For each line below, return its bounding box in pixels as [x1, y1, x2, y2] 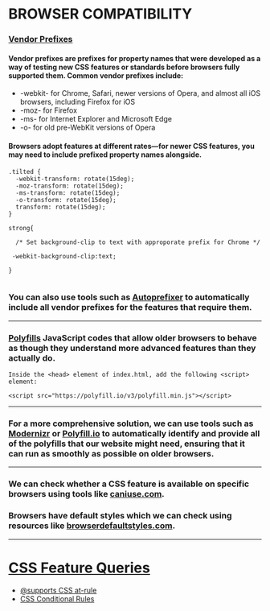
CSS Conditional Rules [19, 593, 95, 604]
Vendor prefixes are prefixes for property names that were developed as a [8, 53, 261, 63]
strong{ [8, 224, 35, 232]
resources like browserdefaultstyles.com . [8, 520, 175, 531]
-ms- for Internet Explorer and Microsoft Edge [19, 114, 173, 124]
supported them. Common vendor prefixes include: [8, 70, 183, 81]
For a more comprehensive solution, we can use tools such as [8, 418, 254, 429]
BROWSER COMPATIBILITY [8, 5, 193, 23]
